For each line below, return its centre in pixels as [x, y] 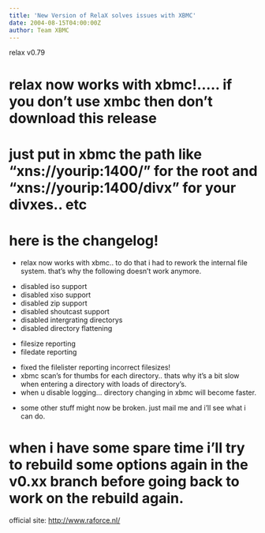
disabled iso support [54, 286]
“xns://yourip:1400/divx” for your [123, 188]
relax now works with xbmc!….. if [121, 84]
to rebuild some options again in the [129, 465]
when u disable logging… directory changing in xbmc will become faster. [138, 392]
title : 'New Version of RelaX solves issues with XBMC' [103, 15]
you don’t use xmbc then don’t [111, 101]
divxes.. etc [48, 204]
